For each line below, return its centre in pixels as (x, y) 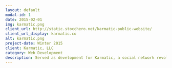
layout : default (23, 10)
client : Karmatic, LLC (29, 48)
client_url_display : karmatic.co (41, 34)
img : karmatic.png (25, 24)
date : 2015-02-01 (24, 19)
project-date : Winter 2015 (34, 43)
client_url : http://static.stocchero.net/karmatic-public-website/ (79, 29)
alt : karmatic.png (25, 39)
